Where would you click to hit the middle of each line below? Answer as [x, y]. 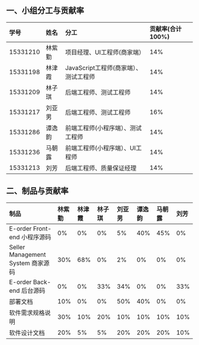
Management [28, 254]
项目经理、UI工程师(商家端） [105, 52]
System [20, 263]
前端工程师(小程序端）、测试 [103, 128]
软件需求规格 [27, 312]
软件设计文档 [27, 333]
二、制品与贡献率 [37, 191]
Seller [17, 247]
